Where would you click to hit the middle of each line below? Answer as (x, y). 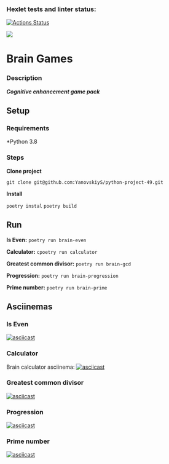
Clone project (24, 171)
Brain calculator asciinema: (41, 367)
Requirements (28, 128)
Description (24, 78)
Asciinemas (29, 306)
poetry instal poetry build (41, 206)
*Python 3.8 (22, 142)
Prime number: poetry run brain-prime (57, 287)
